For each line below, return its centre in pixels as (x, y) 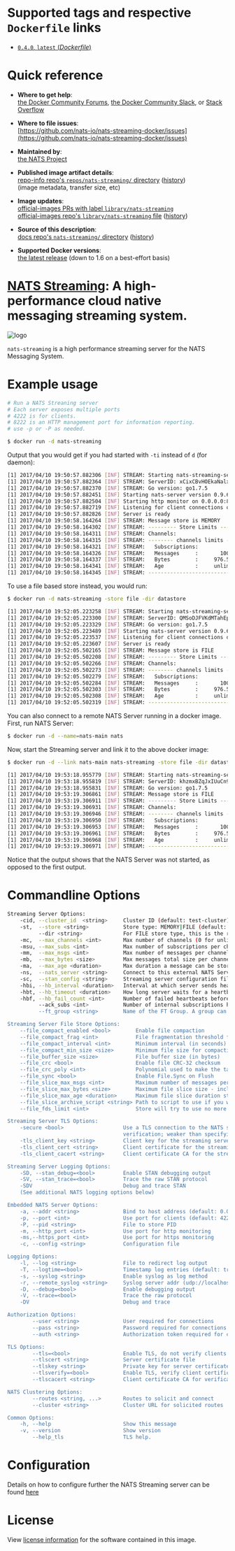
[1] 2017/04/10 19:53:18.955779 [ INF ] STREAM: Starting (90, 775)
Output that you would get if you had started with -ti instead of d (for (107, 455)
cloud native (125, 301)
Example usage (53, 384)
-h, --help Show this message (98, 1424)
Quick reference (55, 76)
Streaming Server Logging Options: (59, 1166)
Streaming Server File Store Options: (64, 1024)
